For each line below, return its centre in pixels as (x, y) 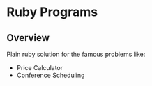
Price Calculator (40, 68)
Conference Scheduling (51, 75)
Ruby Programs (52, 12)
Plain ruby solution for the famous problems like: (76, 54)
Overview (28, 38)
